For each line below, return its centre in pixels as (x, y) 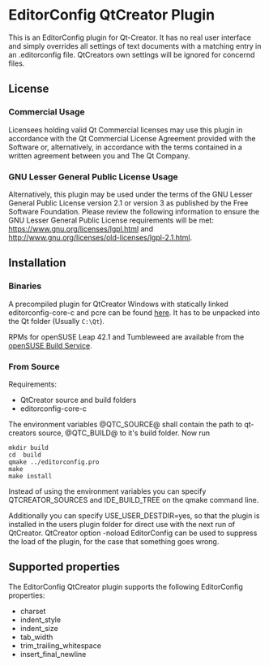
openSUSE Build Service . (50, 345)
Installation (37, 263)
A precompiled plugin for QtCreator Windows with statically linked (118, 304)
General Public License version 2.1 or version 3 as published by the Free (128, 203)
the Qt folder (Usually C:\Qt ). (57, 321)
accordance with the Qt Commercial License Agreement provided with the (132, 138)
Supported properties (64, 567)
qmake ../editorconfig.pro (54, 462)
